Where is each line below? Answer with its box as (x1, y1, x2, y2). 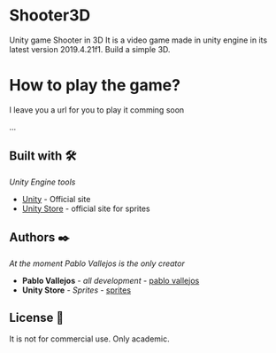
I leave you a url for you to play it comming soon (9, 104, 185, 115)
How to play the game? (9, 75, 181, 96)
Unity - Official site (21, 193, 91, 204)
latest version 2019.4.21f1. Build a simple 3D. (9, 43, 171, 54)
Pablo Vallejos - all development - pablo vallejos (21, 275, 200, 286)
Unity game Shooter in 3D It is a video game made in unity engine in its (9, 35, 268, 45)
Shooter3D (9, 5, 91, 26)
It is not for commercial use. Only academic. (9, 333, 170, 344)
